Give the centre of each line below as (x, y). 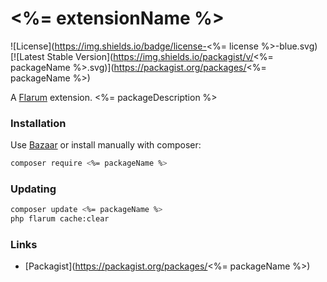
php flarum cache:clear (60, 219)
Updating (33, 189)
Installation (38, 123)
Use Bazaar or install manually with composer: (106, 145)
